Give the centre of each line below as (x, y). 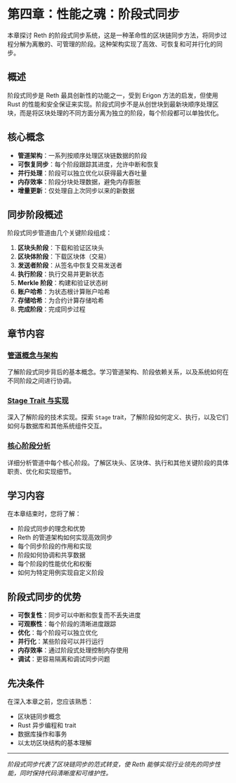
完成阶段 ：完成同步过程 (51, 309)
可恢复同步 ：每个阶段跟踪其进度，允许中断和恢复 (88, 164)
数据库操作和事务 (42, 734)
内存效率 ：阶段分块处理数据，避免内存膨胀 (79, 182)
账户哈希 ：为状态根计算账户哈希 (64, 291)
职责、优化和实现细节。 (41, 471)
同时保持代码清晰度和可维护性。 (66, 773)
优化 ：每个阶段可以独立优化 (58, 633)
